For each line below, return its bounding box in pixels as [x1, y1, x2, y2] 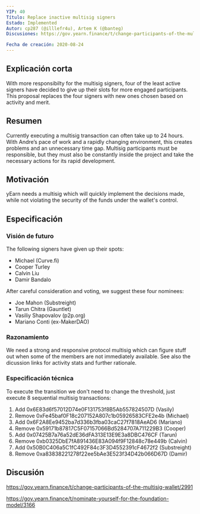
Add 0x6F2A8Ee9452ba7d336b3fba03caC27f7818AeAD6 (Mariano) [14, 418, 183, 426]
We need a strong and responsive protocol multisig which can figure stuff [6, 347, 186, 354]
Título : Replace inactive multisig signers [6, 14, 116, 20]
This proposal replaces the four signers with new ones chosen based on [6, 92, 183, 99]
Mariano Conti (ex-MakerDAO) [14, 318, 90, 325]
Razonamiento [6, 333, 49, 341]
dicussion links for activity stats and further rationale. [6, 359, 137, 367]
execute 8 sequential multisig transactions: [6, 394, 111, 401]
